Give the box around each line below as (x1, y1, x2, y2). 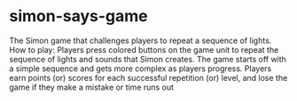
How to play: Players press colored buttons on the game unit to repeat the (9, 44, 279, 54)
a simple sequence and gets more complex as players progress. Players (9, 63, 272, 74)
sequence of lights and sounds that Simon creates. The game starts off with (9, 54, 286, 64)
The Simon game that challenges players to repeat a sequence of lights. (9, 35, 272, 46)
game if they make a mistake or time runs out (9, 82, 175, 92)
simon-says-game (9, 6, 148, 26)
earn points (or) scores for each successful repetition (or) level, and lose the (9, 72, 288, 83)
